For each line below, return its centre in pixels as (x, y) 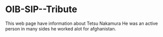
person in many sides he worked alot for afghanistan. (61, 28)
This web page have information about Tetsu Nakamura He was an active (81, 23)
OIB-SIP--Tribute (41, 9)
